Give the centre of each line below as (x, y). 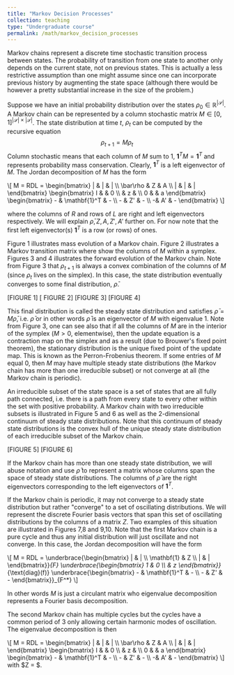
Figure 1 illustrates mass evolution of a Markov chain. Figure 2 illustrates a (113, 243)
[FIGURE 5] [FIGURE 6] (40, 449)
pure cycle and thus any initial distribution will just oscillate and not (103, 537)
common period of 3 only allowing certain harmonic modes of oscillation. (112, 622)
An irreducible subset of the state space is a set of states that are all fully (112, 391)
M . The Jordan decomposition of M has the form (77, 172)
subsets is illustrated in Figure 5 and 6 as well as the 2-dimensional (103, 413)
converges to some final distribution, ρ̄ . (63, 284)
